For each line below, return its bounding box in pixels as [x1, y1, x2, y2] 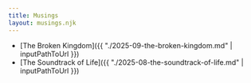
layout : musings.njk [8, 19, 77, 27]
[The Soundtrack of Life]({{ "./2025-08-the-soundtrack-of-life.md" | [19, 57, 245, 67]
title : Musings [8, 11, 59, 20]
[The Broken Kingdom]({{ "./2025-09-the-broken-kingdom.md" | [19, 40, 233, 50]
